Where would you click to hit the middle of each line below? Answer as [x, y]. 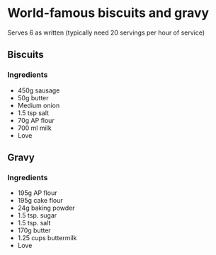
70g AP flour [36, 120]
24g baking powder [46, 208]
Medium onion [39, 105]
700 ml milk [34, 128]
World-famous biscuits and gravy [108, 13]
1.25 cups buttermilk [47, 238]
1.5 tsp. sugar [37, 215]
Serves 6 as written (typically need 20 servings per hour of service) [106, 32]
